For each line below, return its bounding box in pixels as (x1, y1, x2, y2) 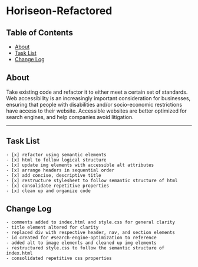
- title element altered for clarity (6, 225, 99, 230)
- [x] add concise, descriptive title (6, 172, 101, 178)
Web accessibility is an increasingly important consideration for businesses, (6, 94, 190, 101)
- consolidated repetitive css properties (6, 255, 112, 262)
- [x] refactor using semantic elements (6, 151, 107, 157)
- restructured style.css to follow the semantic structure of (6, 245, 165, 251)
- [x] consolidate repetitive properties (6, 183, 110, 189)
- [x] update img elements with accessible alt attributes (6, 162, 154, 168)
